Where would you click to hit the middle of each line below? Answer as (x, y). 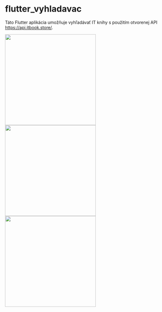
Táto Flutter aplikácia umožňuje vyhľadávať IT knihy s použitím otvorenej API (81, 22)
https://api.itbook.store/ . (29, 27)
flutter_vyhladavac (43, 9)
